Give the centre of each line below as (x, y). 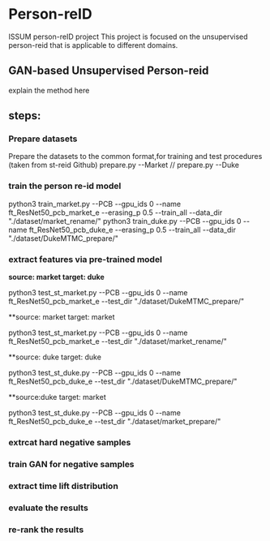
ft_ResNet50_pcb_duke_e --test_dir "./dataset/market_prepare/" (115, 422)
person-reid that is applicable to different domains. (93, 45)
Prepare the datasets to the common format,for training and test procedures (135, 157)
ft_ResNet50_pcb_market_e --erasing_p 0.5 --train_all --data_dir (116, 213)
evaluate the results (49, 508)
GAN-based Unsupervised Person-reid (109, 71)
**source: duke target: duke (55, 357)
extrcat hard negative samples (70, 442)
